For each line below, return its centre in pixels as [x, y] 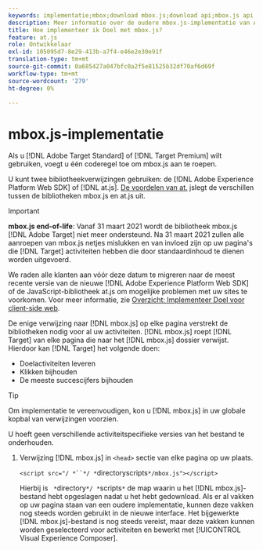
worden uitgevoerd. [40, 260]
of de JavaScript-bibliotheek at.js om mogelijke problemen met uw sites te [128, 292]
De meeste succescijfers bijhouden [76, 381]
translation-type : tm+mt [49, 60]
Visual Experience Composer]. [68, 538]
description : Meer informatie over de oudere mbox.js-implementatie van [129, 23]
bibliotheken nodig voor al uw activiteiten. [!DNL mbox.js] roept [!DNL [120, 332]
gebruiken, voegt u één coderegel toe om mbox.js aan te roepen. [113, 164]
